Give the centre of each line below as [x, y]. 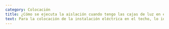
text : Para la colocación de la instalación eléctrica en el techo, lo [82, 19]
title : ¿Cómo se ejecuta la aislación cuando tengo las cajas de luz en [83, 14]
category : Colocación [28, 10]
